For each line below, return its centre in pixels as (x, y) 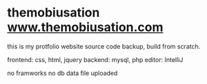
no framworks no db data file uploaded (62, 73)
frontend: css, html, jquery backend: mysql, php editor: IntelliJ (95, 59)
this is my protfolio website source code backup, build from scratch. (104, 46)
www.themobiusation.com (85, 27)
